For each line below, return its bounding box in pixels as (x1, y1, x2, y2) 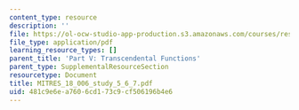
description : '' (9, 21, 69, 30)
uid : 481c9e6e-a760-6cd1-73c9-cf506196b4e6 (9, 87, 174, 96)
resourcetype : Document (9, 71, 98, 80)
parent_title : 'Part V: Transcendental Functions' (9, 54, 201, 63)
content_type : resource (9, 12, 98, 22)
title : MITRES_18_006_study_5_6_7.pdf (9, 79, 153, 88)
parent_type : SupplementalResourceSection (9, 63, 169, 72)
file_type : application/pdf (9, 37, 114, 47)
